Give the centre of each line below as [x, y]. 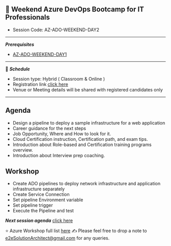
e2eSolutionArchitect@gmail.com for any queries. [58, 238]
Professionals [27, 18]
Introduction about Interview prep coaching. [59, 155]
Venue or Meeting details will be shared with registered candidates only [88, 89]
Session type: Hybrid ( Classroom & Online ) [59, 79]
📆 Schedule [18, 69]
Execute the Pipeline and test [43, 211]
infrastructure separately [39, 189]
